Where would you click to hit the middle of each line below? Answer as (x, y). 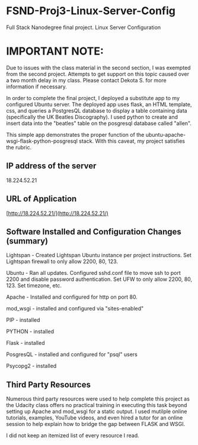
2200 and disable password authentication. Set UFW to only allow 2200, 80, (99, 279)
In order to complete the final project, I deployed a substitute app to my (93, 98)
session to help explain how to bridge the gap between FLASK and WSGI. (96, 424)
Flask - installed (25, 343)
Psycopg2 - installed (31, 366)
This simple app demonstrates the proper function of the (75, 135)
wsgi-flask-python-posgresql (42, 141)
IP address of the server (51, 166)
